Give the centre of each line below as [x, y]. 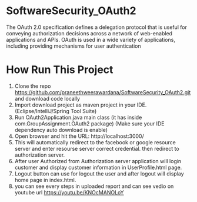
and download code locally [47, 98]
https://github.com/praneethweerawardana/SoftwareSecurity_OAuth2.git [103, 92]
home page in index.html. [45, 180]
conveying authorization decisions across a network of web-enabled [89, 33]
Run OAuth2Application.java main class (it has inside [78, 117]
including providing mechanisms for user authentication [74, 46]
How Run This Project [60, 70]
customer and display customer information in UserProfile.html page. [98, 167]
